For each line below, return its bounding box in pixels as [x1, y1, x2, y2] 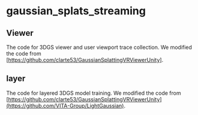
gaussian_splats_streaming [6, 4, 146, 18]
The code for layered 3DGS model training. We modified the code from [6, 89, 181, 97]
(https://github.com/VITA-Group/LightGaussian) [6, 102, 124, 109]
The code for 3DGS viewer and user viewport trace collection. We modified [6, 43, 192, 51]
